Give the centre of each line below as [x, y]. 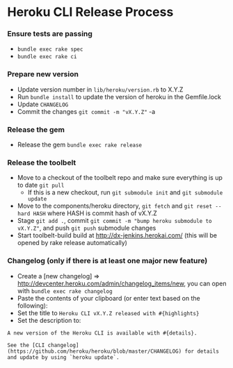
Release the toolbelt [42, 162]
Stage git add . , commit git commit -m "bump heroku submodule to [114, 221]
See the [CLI [26, 345]
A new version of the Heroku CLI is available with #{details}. [102, 333]
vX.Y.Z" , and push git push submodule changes [87, 228]
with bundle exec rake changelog [65, 291]
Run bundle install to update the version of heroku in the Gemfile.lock [119, 97]
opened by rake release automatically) [72, 243]
